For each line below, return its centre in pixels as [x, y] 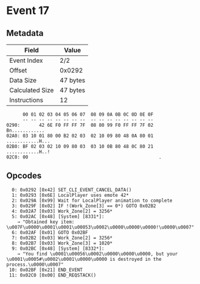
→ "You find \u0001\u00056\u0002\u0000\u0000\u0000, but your [98, 254]
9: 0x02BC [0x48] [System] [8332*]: [58, 248]
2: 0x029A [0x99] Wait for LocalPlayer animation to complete [92, 201]
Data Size [23, 80]
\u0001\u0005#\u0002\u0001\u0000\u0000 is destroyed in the [84, 259]
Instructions [26, 100]
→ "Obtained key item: [46, 222]
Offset [18, 70]
